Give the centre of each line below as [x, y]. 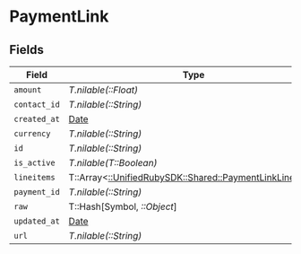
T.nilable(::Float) [103, 90]
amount [28, 90]
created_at [37, 119]
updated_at [37, 221]
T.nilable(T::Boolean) [113, 163]
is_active [34, 163]
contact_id [37, 105]
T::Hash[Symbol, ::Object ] [123, 206]
